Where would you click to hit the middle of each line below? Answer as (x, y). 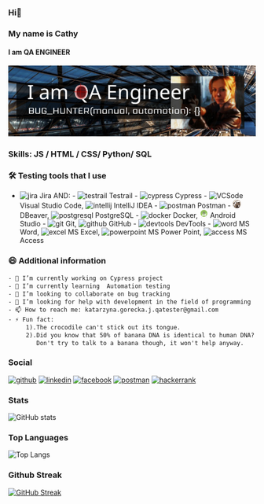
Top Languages (38, 438)
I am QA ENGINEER (39, 52)
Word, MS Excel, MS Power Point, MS (133, 232)
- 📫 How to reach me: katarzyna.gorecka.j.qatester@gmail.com (114, 310)
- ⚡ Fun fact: (31, 319)
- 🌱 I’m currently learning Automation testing (89, 286)
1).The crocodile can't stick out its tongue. (103, 327)
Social (20, 362)
